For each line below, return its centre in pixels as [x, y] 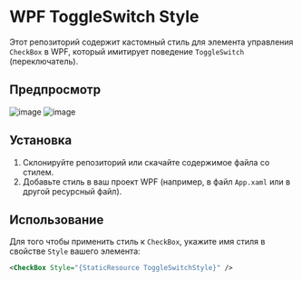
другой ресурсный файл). [72, 191]
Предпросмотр [55, 90]
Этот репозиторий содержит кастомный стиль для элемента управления [151, 42]
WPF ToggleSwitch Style [104, 17]
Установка [41, 140]
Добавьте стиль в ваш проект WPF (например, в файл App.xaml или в [156, 181]
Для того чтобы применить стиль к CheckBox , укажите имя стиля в [137, 242]
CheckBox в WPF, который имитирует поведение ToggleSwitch [127, 51]
